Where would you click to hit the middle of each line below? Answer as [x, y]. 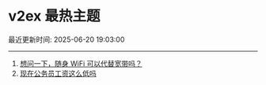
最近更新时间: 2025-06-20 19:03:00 [66, 39]
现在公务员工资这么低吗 [58, 73]
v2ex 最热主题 [54, 16]
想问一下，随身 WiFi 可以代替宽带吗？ [81, 63]
